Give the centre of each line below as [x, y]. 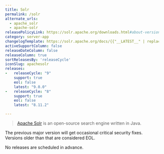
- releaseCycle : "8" [28, 91]
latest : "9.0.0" [31, 87]
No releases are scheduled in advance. [44, 147]
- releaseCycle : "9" [28, 73]
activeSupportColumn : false [34, 46]
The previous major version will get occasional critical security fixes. [74, 133]
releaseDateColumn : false [31, 50]
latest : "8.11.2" [31, 105]
